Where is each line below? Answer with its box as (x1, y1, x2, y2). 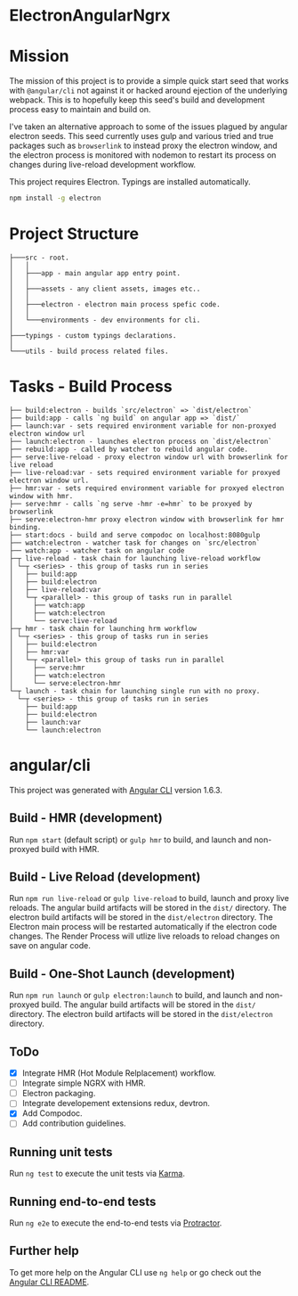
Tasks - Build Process (9, 376, 173, 397)
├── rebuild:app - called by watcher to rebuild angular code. (9, 445, 249, 454)
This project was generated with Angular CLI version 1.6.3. (9, 784, 222, 795)
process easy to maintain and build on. (9, 104, 151, 115)
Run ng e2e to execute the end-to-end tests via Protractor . (9, 1218, 222, 1228)
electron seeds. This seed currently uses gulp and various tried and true (9, 131, 274, 142)
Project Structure (9, 224, 140, 244)
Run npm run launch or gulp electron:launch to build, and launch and (9, 990, 264, 1001)
